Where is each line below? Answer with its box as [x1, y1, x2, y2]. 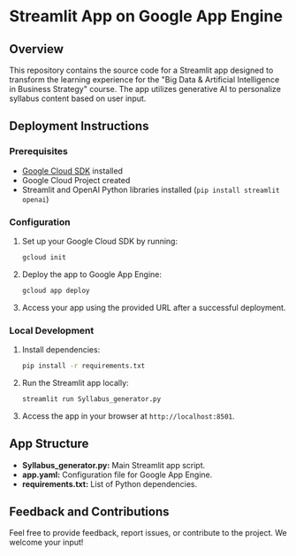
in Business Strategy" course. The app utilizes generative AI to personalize [9, 84, 281, 94]
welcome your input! [9, 537, 84, 548]
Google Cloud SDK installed [21, 166, 124, 176]
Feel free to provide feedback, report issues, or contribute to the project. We [9, 528, 287, 538]
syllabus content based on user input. [9, 93, 147, 104]
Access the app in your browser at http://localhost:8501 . [21, 410, 236, 421]
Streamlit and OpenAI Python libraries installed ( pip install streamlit [21, 184, 280, 195]
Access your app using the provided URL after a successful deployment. [21, 302, 286, 313]
